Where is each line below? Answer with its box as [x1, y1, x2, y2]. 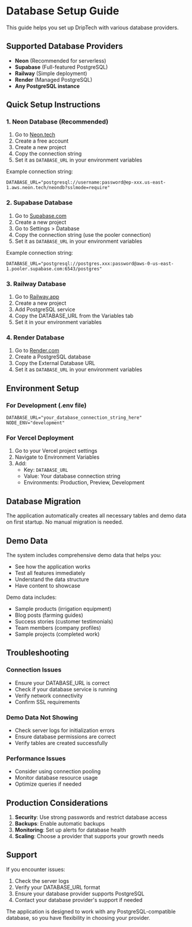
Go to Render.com [14, 347, 59, 354]
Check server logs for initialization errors [14, 727, 115, 734]
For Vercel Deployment [6, 434, 74, 442]
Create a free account [14, 137, 69, 144]
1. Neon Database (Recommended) [6, 118, 109, 126]
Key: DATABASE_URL [23, 466, 68, 474]
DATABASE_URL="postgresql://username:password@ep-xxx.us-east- [6, 180, 166, 186]
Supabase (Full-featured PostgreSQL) [14, 63, 108, 70]
